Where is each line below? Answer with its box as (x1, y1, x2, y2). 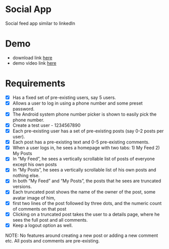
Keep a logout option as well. (12, 222, 73, 228)
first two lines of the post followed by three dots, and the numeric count (12, 200, 162, 206)
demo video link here (12, 60, 57, 66)
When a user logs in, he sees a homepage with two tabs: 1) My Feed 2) (12, 145, 160, 151)
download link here (12, 55, 52, 61)
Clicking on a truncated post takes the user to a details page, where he (12, 211, 160, 217)
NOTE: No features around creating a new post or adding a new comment (5, 232, 158, 238)
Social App (5, 4, 52, 15)
